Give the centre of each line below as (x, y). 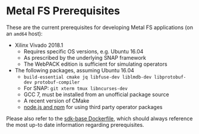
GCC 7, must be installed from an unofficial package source (96, 94)
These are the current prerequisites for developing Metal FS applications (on (99, 27)
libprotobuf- (170, 77)
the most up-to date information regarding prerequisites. (75, 125)
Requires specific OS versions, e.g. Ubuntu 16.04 (83, 51)
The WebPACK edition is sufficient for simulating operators (95, 64)
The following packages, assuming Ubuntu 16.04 (75, 70)
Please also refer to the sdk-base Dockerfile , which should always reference (99, 118)
